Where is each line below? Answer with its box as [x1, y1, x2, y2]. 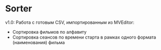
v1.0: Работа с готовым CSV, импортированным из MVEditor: [5, 19, 134, 25]
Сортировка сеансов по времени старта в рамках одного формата [12, 34, 156, 40]
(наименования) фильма [12, 39, 65, 45]
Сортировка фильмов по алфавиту [12, 29, 86, 35]
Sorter [5, 3, 32, 14]
